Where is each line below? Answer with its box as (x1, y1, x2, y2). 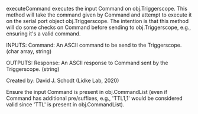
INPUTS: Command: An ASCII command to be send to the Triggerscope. (6, 41, 182, 48)
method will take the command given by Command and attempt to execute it (6, 11, 192, 18)
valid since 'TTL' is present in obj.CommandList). (6, 101, 125, 108)
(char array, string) (6, 48, 52, 55)
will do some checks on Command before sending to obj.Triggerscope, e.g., (6, 24, 191, 31)
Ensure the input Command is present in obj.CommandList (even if (6, 89, 167, 95)
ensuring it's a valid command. (6, 30, 81, 37)
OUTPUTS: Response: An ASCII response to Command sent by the (6, 59, 168, 66)
